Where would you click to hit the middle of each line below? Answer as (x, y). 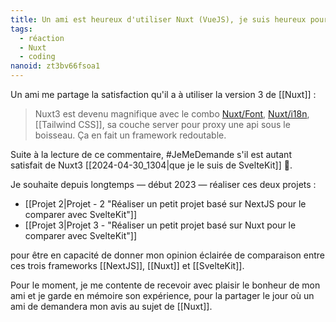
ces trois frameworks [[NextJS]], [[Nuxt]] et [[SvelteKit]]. (127, 265)
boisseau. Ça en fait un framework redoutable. (130, 135)
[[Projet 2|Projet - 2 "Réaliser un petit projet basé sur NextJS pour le (165, 204)
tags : (21, 29)
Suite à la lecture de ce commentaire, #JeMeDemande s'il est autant (151, 154)
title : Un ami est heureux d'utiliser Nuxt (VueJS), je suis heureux (158, 19)
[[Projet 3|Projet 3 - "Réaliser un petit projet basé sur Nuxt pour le (160, 225)
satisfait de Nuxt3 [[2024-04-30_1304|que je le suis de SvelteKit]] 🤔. (151, 165)
